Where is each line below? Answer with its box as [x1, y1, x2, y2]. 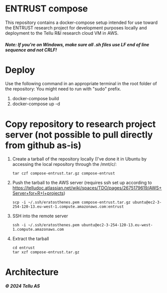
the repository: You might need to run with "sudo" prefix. [5, 86, 121, 92]
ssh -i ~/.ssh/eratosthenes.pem [12, 223, 80, 228]
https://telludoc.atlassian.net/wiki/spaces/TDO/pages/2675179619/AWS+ [12, 185, 162, 191]
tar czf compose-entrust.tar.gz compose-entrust [12, 171, 115, 176]
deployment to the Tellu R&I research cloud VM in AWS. [5, 30, 119, 36]
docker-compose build [12, 96, 59, 102]
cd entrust [12, 245, 35, 251]
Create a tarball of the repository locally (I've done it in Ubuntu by [12, 156, 147, 162]
